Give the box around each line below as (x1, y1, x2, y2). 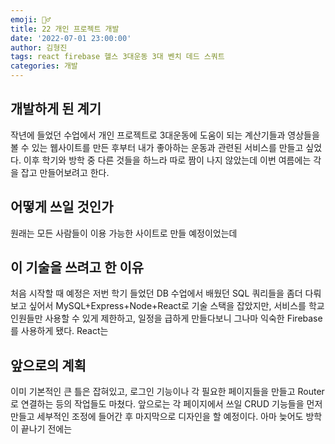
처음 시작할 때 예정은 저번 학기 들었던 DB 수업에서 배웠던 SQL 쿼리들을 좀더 (10, 287, 303, 300)
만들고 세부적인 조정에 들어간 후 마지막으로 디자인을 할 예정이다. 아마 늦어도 (10, 411, 304, 423)
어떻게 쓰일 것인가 (10, 199, 114, 216)
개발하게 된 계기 (10, 101, 102, 118)
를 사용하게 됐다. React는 (10, 325, 109, 337)
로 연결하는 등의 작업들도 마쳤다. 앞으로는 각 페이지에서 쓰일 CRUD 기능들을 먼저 (10, 398, 323, 410)
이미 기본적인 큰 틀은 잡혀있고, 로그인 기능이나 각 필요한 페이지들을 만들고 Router (10, 386, 325, 398)
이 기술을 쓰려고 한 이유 (10, 259, 145, 276)
